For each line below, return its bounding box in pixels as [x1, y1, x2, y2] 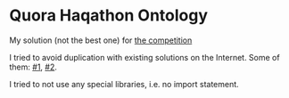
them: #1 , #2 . [9, 61, 58, 72]
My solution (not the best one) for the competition [9, 35, 193, 45]
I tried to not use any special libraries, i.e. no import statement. [9, 78, 239, 89]
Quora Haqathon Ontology [9, 5, 208, 26]
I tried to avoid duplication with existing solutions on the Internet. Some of [9, 52, 280, 62]
